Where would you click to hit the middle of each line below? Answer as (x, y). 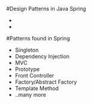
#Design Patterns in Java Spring (46, 9)
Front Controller (34, 75)
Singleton (27, 50)
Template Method (37, 88)
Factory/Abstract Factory (46, 82)
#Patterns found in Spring (38, 38)
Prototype (27, 69)
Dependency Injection (42, 56)
